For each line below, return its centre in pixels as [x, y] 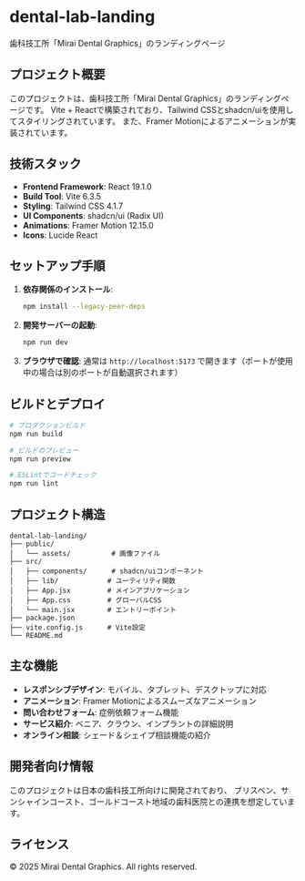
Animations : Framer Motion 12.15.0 [88, 225]
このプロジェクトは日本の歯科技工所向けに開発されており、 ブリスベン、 [145, 790]
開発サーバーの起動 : [60, 325]
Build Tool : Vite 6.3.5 [62, 196]
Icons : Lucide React [60, 235]
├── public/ [32, 544]
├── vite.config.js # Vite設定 [77, 628]
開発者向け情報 [51, 767]
